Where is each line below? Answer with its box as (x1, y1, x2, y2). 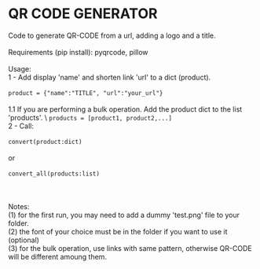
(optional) (8, 235, 39, 245)
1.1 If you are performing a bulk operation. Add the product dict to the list (8, 104, 243, 114)
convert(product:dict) (8, 138, 82, 146)
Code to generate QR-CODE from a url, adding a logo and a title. (8, 31, 216, 40)
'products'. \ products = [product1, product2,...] (8, 112, 173, 122)
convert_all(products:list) (8, 170, 101, 178)
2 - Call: (8, 121, 34, 131)
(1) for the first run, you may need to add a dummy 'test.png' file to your (8, 210, 240, 219)
